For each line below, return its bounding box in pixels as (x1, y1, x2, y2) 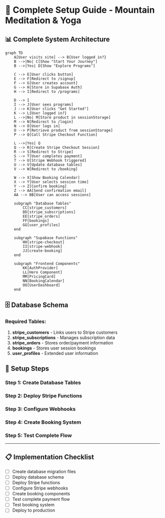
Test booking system (12, 502, 55, 508)
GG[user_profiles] (23, 223, 60, 228)
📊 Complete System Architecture (5, 35, 110, 43)
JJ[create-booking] (23, 248, 63, 253)
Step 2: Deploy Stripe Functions (5, 392, 82, 399)
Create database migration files (12, 468, 76, 474)
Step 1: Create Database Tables (5, 379, 81, 386)
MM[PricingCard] (23, 274, 56, 279)
